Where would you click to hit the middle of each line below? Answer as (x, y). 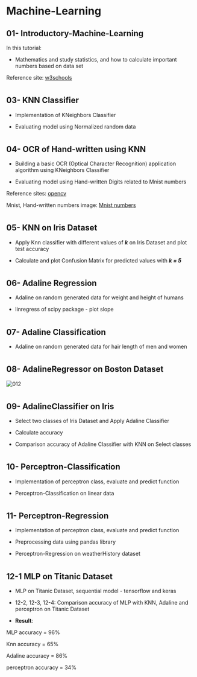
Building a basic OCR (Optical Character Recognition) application (95, 164)
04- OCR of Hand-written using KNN (76, 149)
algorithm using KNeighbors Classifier (62, 170)
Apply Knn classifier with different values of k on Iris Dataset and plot (101, 242)
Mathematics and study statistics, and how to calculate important (96, 59)
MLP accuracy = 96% (33, 632)
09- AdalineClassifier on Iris (60, 406)
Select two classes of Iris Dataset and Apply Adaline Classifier (92, 421)
